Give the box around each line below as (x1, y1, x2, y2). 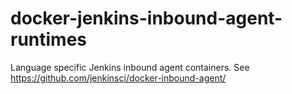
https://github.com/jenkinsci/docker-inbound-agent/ (10, 72, 227, 84)
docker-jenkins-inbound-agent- (10, 7, 283, 30)
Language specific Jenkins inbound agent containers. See (10, 61, 250, 73)
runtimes (10, 28, 88, 51)
